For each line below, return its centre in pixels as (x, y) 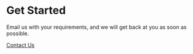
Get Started (36, 10)
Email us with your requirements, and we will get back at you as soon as (96, 27)
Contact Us (20, 45)
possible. (18, 33)
